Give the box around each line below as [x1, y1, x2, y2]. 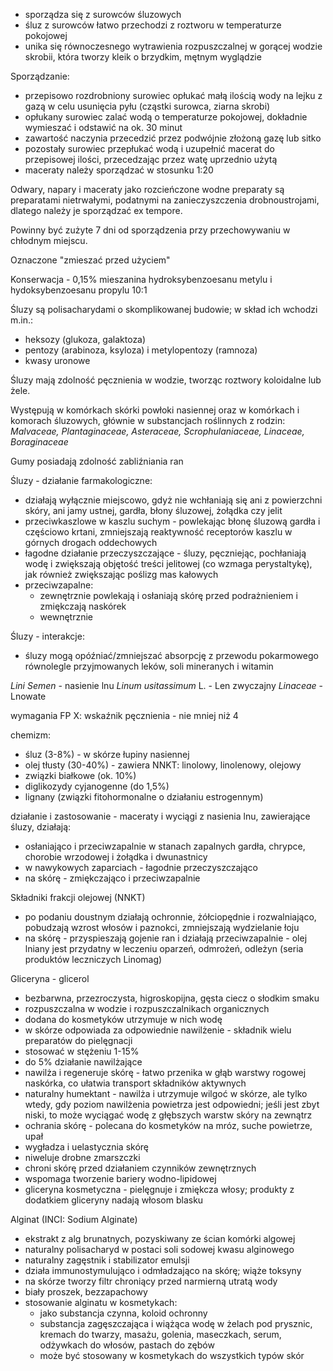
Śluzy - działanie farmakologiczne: [10, 475, 153, 486]
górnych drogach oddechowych [24, 537, 158, 548]
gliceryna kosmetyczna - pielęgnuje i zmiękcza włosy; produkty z [24, 1184, 295, 1195]
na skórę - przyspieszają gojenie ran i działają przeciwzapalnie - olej [24, 932, 308, 944]
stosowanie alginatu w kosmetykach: [24, 1297, 178, 1308]
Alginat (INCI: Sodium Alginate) [10, 1214, 138, 1225]
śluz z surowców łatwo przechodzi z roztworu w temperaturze [24, 19, 282, 31]
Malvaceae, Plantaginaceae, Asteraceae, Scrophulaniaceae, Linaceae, [10, 425, 305, 437]
